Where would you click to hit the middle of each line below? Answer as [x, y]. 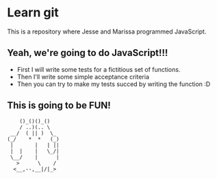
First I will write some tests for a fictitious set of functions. [99, 69]
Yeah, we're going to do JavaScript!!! [88, 53]
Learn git [33, 13]
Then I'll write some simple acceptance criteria [83, 77]
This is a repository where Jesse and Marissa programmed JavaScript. [107, 31]
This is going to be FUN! [59, 106]
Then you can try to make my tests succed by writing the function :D [114, 84]
